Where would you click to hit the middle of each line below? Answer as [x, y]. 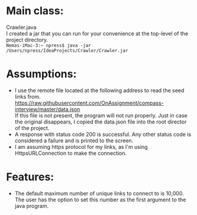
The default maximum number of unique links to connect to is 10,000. [99, 193]
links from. [28, 96]
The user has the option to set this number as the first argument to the [100, 200]
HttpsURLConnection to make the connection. [71, 153]
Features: [30, 177]
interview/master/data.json [47, 109]
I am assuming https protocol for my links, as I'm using [81, 146]
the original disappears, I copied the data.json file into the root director [101, 122]
